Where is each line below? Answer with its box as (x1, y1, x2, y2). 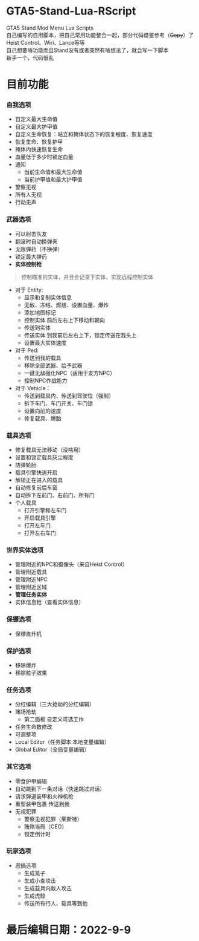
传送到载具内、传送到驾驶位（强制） (24, 392, 115, 399)
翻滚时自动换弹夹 (14, 238, 58, 245)
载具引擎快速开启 (14, 469, 58, 476)
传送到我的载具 (24, 354, 62, 361)
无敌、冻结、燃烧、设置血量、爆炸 (24, 301, 109, 308)
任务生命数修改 (14, 723, 52, 731)
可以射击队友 (14, 230, 47, 237)
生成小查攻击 (24, 877, 56, 884)
